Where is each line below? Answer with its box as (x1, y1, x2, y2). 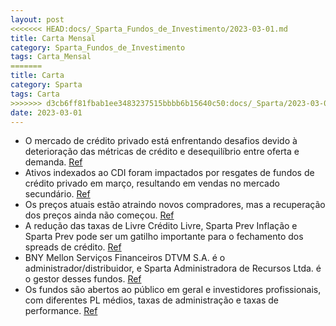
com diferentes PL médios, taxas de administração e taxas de (24, 294, 279, 306)
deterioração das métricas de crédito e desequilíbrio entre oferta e (24, 146, 300, 158)
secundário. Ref (24, 188, 91, 200)
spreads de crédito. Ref (24, 241, 122, 253)
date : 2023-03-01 (10, 107, 83, 118)
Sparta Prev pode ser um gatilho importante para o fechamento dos (24, 231, 304, 243)
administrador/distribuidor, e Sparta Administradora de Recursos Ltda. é (24, 262, 322, 275)
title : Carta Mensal (10, 33, 97, 43)
